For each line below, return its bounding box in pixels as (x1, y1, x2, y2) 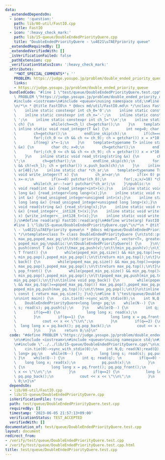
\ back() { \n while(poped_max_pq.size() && (14, 259, 120, 264)
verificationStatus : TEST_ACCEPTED (9, 415, 82, 420)
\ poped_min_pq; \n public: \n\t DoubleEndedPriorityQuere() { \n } (14, 241, 153, 246)
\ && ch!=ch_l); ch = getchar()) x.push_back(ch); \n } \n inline (14, 163, 162, 168)
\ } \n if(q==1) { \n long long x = (14, 314, 139, 319)
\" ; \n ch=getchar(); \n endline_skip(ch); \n (14, 158, 135, 163)
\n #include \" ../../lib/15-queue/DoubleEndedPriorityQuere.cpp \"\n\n (14, 342, 160, 347)
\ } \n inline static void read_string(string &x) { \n (14, 154, 139, 159)
